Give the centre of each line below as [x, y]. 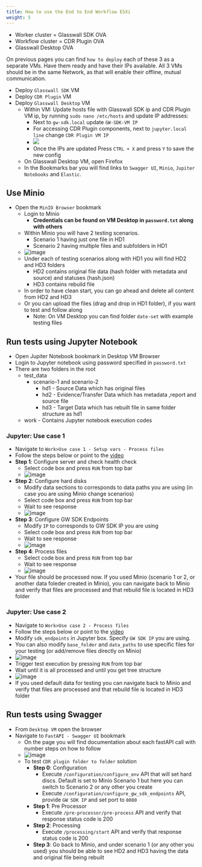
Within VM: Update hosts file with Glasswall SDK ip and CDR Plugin [107, 109]
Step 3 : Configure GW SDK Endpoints [62, 520]
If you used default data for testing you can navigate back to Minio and [103, 683]
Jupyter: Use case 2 [36, 612]
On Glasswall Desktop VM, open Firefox [73, 161]
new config [47, 155]
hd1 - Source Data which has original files [94, 388]
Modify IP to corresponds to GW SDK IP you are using [91, 526]
